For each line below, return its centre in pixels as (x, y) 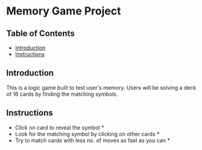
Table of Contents (41, 33)
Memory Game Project (64, 11)
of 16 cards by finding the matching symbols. (62, 94)
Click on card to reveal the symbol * (59, 127)
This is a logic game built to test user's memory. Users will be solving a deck (101, 87)
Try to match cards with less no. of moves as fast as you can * (92, 140)
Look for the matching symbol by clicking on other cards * (87, 134)
